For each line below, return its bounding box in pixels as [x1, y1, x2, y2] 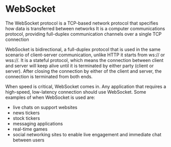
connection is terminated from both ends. [5, 73, 93, 79]
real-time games [12, 126, 48, 132]
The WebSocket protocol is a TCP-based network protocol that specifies [5, 20, 159, 26]
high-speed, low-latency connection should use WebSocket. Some [5, 89, 146, 95]
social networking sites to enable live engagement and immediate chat [12, 131, 162, 137]
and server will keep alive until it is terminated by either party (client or [5, 62, 154, 69]
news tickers [12, 110, 40, 116]
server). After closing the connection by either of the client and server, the [5, 68, 162, 74]
